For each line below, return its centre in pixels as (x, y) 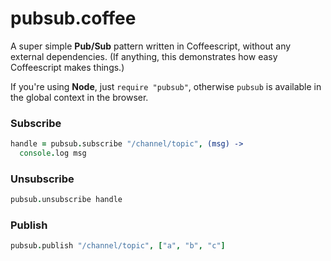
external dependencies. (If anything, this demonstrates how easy (144, 56)
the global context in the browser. (79, 97)
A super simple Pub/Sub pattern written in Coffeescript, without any (151, 46)
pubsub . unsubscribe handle (66, 200)
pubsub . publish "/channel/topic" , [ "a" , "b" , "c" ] (118, 246)
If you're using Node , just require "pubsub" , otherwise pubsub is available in (166, 86)
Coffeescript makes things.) (67, 67)
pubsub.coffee (73, 18)
